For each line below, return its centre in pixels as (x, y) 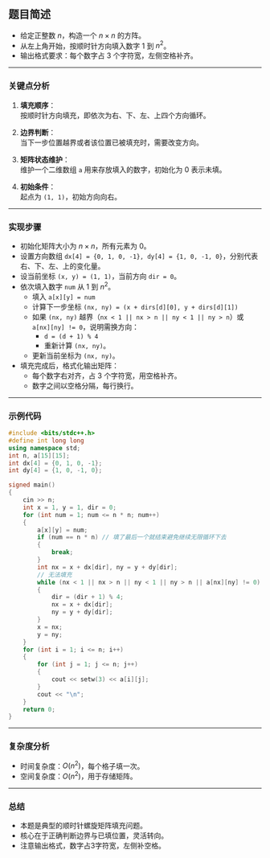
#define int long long (46, 441)
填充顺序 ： (38, 105)
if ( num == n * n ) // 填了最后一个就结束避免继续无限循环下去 (132, 537)
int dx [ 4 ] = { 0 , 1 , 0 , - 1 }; (55, 463)
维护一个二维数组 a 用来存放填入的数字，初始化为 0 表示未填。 (123, 169)
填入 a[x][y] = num (63, 297)
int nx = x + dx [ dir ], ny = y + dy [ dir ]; (108, 567)
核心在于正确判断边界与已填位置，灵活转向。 (94, 835)
